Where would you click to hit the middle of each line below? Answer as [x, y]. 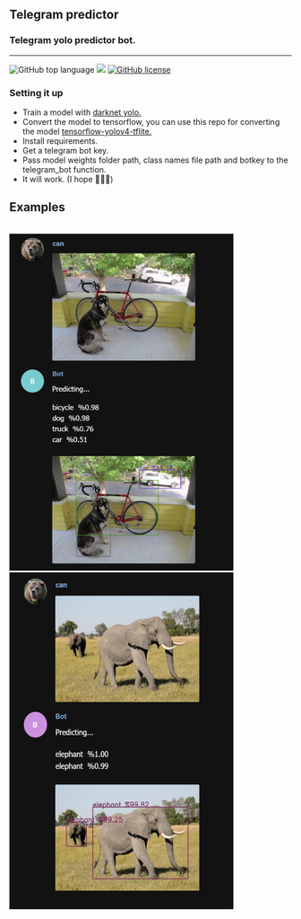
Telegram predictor [64, 15]
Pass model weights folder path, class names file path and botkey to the [155, 160]
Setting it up [36, 93]
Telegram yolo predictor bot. [73, 40]
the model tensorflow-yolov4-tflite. [87, 131]
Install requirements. [60, 141]
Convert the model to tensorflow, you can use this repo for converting [151, 121]
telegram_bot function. [64, 169]
